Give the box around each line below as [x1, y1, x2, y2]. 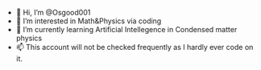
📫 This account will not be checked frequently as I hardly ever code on [15, 43, 254, 51]
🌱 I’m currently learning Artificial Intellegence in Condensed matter [15, 25, 238, 34]
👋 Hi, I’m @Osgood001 [15, 8, 91, 17]
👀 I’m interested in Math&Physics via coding [15, 16, 162, 26]
